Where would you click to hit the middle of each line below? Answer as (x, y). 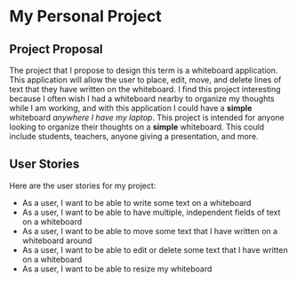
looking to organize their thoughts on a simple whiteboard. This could (137, 127)
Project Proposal (56, 49)
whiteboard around (57, 240)
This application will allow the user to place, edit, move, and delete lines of (145, 80)
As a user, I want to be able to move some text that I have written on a (150, 231)
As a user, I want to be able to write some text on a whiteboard (136, 202)
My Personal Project (85, 16)
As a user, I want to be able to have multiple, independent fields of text (151, 212)
